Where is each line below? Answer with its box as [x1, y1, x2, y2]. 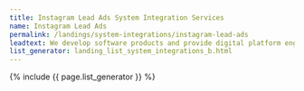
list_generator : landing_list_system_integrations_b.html [9, 47, 233, 56]
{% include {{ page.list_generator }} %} [9, 71, 156, 82]
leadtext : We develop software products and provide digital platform [9, 38, 281, 48]
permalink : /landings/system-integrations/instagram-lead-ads [9, 30, 249, 39]
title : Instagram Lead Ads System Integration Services [9, 13, 224, 23]
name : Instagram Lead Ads [9, 22, 107, 31]
